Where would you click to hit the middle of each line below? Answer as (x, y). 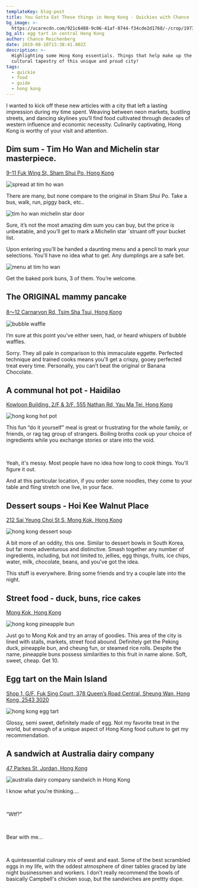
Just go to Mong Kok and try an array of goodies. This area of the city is (94, 635)
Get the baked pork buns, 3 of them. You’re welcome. (72, 278)
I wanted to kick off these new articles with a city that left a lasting (87, 105)
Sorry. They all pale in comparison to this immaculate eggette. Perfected (94, 353)
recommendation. (28, 735)
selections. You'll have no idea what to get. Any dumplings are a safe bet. (96, 255)
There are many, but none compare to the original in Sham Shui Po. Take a (97, 195)
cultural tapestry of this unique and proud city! (75, 61)
